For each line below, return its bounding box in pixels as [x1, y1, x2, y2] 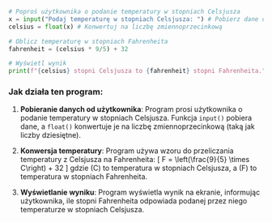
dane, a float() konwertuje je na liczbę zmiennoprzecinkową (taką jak [19, 122, 255, 131]
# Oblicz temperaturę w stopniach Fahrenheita [8, 37, 168, 45]
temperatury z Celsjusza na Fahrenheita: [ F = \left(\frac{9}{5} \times [19, 155, 250, 164]
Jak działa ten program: [8, 86, 104, 97]
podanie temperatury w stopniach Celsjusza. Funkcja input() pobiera [19, 113, 253, 123]
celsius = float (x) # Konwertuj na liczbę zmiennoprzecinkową [8, 23, 223, 31]
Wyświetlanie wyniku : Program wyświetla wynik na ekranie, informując [19, 187, 261, 198]
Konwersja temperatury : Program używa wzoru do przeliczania [19, 146, 234, 156]
